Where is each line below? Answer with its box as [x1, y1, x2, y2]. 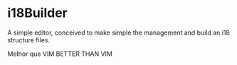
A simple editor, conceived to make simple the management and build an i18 [7, 28, 230, 37]
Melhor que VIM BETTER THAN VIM [7, 49, 112, 58]
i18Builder [7, 5, 68, 21]
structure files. [7, 35, 51, 44]
